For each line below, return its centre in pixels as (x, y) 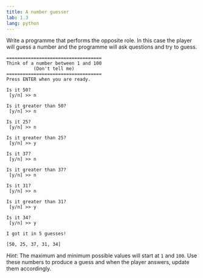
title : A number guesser (38, 12)
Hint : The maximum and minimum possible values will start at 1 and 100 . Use (102, 255)
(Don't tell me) (54, 69)
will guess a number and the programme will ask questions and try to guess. (102, 47)
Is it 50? (19, 90)
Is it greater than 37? (36, 170)
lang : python (23, 23)
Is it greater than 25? (36, 138)
